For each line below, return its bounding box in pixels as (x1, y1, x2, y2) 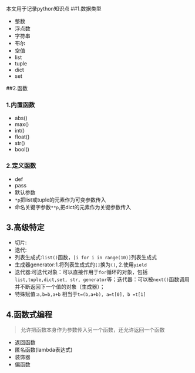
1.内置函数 (6, 101, 35, 109)
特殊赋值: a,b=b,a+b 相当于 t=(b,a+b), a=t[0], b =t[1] (14, 291, 146, 298)
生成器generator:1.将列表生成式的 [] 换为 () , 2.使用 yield (14, 261, 147, 268)
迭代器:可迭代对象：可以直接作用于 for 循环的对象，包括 (14, 269, 148, 276)
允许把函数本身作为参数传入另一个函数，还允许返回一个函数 (20, 326, 165, 334)
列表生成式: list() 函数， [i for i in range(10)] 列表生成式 (14, 254, 157, 261)
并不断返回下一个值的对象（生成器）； (14, 283, 105, 291)
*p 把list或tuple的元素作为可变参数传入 (14, 196, 106, 203)
